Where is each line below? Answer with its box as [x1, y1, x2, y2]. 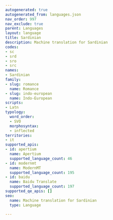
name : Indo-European [9, 95, 52, 100]
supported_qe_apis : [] [5, 188, 52, 193]
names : [5, 68, 19, 73]
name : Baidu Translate [9, 179, 57, 184]
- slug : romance [5, 81, 39, 86]
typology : [5, 109, 26, 115]
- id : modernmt [5, 160, 37, 165]
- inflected [9, 128, 35, 133]
